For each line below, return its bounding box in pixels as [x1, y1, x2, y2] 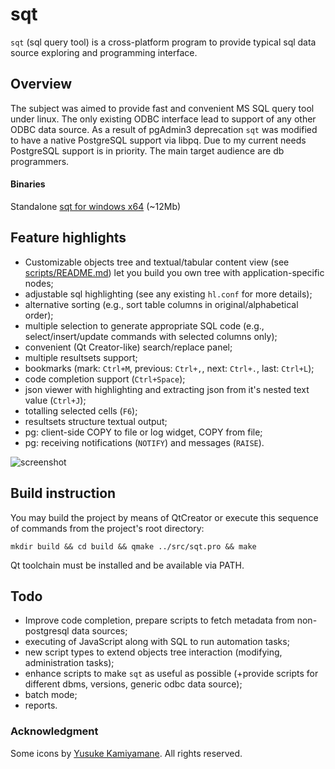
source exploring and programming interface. [10, 46, 198, 58]
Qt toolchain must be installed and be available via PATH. [10, 559, 245, 571]
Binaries [10, 178, 46, 190]
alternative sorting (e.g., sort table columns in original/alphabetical [24, 298, 299, 310]
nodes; [24, 277, 54, 289]
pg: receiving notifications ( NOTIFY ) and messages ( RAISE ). [24, 436, 265, 448]
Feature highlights [10, 229, 127, 247]
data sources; [71, 625, 128, 637]
